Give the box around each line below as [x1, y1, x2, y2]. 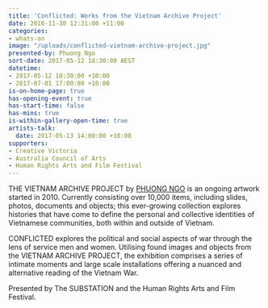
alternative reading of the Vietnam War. [8, 268, 139, 278]
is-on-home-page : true [8, 86, 85, 95]
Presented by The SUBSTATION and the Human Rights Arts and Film [8, 284, 236, 293]
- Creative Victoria [8, 147, 78, 155]
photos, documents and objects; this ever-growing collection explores [8, 201, 241, 210]
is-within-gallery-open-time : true [8, 117, 128, 125]
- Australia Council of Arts [8, 154, 107, 162]
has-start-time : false [8, 102, 85, 110]
